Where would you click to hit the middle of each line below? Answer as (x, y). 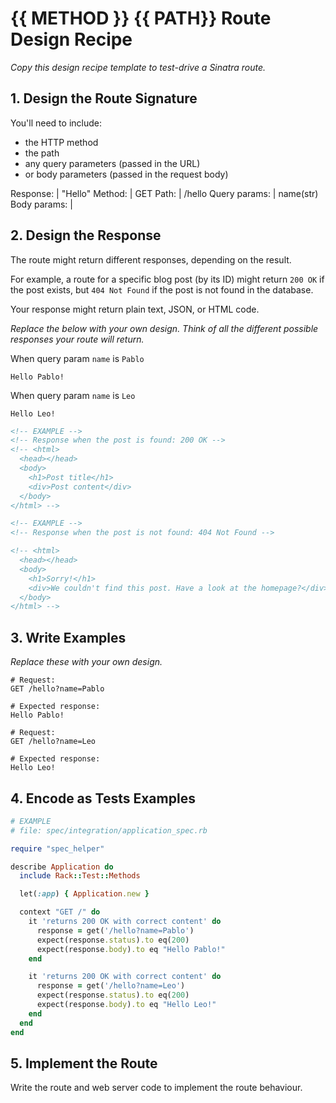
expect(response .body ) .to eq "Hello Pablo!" (131, 949)
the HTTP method (61, 142)
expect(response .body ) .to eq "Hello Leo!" (126, 1005)
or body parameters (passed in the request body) (126, 174)
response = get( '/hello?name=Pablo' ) (115, 930)
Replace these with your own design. (86, 662)
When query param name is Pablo (77, 358)
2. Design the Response (86, 235)
